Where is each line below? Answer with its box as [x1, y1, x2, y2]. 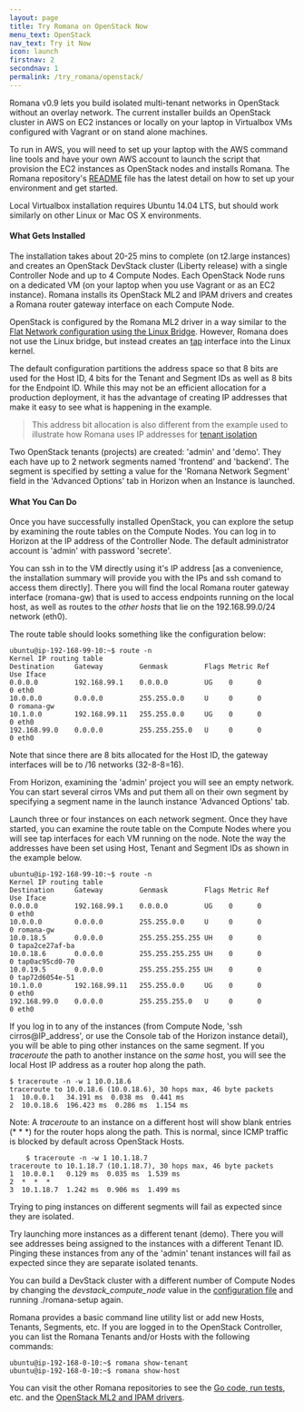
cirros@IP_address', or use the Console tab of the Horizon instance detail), [9, 1031, 289, 1042]
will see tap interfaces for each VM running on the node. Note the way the [9, 833, 286, 844]
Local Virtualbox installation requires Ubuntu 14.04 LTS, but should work [9, 200, 279, 211]
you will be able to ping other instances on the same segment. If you [9, 1041, 265, 1052]
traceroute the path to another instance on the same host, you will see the [9, 1050, 287, 1061]
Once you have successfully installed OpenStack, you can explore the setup [9, 517, 294, 528]
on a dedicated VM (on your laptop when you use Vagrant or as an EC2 [9, 279, 276, 291]
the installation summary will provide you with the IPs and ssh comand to [9, 573, 281, 584]
